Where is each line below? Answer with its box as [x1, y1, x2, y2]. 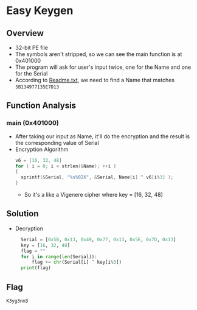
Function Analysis [6, 100, 77, 111]
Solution [6, 208, 39, 219]
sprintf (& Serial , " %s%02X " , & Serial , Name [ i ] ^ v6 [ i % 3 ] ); [21, 174, 174, 180]
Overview [6, 28, 44, 38]
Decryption [15, 225, 44, 232]
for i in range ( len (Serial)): [21, 253, 97, 259]
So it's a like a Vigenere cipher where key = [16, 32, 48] [24, 191, 163, 199]
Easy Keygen [6, 4, 74, 18]
